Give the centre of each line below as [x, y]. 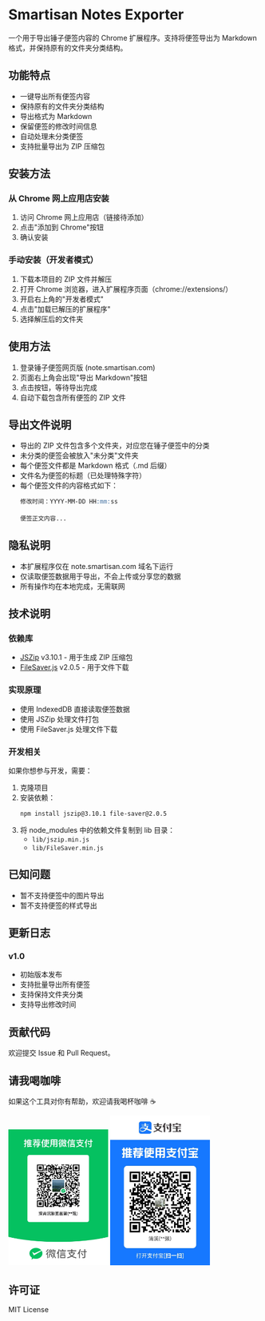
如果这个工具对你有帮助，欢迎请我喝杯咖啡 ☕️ [82, 1101]
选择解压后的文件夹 [51, 319]
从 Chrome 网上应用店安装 [59, 199]
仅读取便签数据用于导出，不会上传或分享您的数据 [100, 576]
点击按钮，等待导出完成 [58, 387]
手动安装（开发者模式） [53, 260]
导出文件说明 [40, 425]
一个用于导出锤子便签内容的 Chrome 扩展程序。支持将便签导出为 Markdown [132, 38]
